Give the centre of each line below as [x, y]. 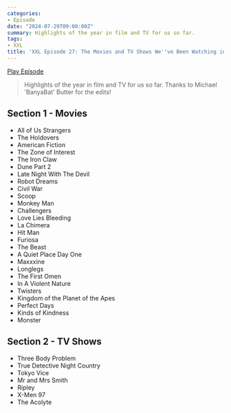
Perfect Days [35, 305]
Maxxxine [31, 261]
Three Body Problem [46, 358]
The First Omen [39, 276]
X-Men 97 [31, 394]
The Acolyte [34, 402]
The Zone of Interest [46, 152]
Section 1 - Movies [47, 114]
